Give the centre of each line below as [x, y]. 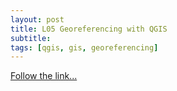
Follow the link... [44, 76]
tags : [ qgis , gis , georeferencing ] [84, 47]
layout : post [37, 19]
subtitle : [31, 38]
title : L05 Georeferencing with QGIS [89, 29]
